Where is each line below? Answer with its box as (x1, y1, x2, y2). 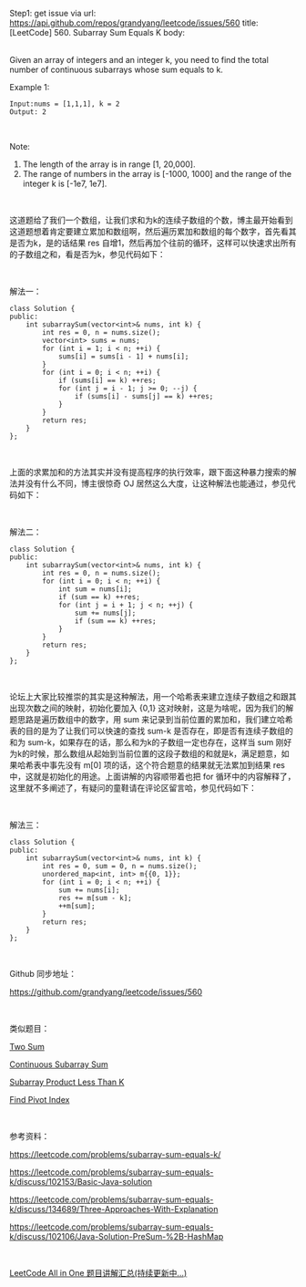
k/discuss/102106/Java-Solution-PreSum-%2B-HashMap (9, 1231, 224, 1241)
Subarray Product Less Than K (9, 1076, 125, 1087)
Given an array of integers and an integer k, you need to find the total (9, 55, 269, 65)
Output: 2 (9, 108, 47, 117)
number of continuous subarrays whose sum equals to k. (9, 64, 223, 75)
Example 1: (9, 82, 50, 92)
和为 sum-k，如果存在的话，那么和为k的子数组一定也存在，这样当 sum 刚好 (9, 737, 292, 747)
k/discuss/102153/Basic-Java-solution (9, 1177, 153, 1187)
